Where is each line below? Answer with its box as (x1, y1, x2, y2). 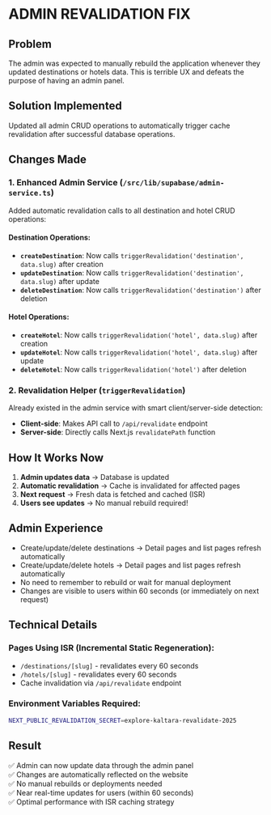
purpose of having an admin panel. (8, 76, 125, 85)
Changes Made (8, 153, 87, 167)
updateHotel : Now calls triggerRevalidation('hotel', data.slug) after (19, 347, 258, 357)
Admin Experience (8, 521, 104, 535)
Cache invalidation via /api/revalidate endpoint (19, 677, 182, 688)
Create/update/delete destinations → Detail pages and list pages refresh (19, 543, 261, 553)
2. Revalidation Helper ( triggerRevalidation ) (8, 384, 186, 396)
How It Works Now (8, 451, 104, 465)
